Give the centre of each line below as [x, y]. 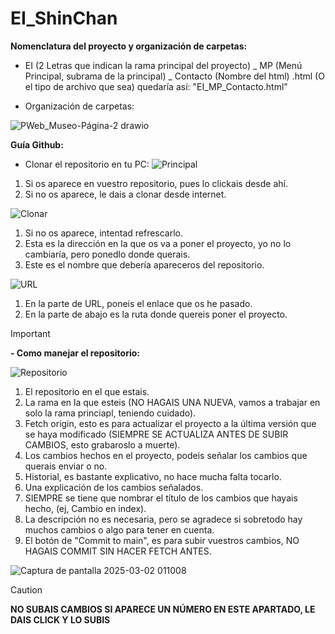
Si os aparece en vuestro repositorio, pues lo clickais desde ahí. [156, 183]
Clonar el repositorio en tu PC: [87, 164]
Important [30, 333]
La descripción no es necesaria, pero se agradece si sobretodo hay [163, 519]
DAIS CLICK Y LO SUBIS [60, 619]
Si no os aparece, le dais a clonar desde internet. [125, 194]
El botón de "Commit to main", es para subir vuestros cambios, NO [162, 540]
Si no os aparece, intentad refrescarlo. [104, 233]
